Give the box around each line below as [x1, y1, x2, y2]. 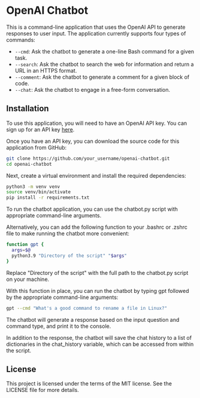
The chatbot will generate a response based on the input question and [6, 316, 180, 323]
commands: [6, 36, 36, 43]
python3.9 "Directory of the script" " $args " [11, 253, 128, 259]
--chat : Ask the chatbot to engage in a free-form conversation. [14, 86, 171, 93]
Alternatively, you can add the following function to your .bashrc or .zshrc [6, 223, 187, 231]
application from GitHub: [6, 143, 67, 151]
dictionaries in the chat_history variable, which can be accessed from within [6, 340, 194, 348]
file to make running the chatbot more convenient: [6, 230, 130, 237]
